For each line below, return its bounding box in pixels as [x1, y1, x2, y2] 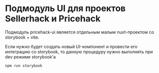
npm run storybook [5, 63, 42, 68]
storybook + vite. [5, 34, 40, 40]
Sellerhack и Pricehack [5, 13, 101, 24]
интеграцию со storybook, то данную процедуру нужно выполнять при [5, 49, 153, 55]
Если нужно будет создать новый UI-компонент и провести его [5, 44, 138, 49]
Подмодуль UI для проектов [5, 3, 126, 14]
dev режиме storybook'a [5, 54, 56, 59]
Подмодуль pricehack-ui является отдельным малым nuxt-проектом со [5, 29, 155, 35]
